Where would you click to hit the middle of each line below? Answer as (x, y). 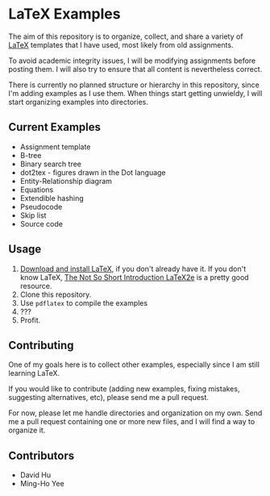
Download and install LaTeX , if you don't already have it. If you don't (133, 269)
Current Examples (55, 127)
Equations (37, 190)
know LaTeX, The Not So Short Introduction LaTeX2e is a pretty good (134, 277)
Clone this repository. (56, 294)
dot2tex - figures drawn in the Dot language (93, 172)
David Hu (35, 475)
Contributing (41, 345)
